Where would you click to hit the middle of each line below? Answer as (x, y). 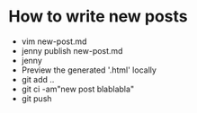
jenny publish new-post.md (72, 50)
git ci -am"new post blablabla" (78, 89)
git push (36, 98)
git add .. (38, 79)
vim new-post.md (54, 41)
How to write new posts (98, 17)
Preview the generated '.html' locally (89, 70)
